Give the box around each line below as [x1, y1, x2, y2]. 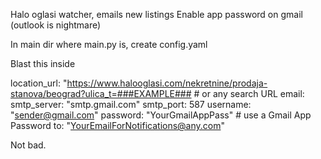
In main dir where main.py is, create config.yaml [10, 39, 208, 50]
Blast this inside [10, 58, 76, 69]
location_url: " [10, 77, 68, 89]
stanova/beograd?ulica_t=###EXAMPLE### [10, 88, 192, 99]
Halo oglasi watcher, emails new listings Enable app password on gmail [10, 9, 303, 20]
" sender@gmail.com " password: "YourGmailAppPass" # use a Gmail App [10, 109, 312, 121]
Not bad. [10, 139, 47, 151]
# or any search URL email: [193, 88, 305, 99]
